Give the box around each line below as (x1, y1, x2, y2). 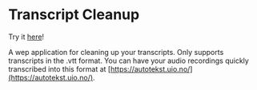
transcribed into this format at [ (8, 64, 111, 73)
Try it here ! (8, 32, 45, 41)
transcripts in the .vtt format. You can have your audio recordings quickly (8, 56, 250, 65)
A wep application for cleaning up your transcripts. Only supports (8, 47, 224, 57)
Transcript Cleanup (8, 6, 140, 24)
